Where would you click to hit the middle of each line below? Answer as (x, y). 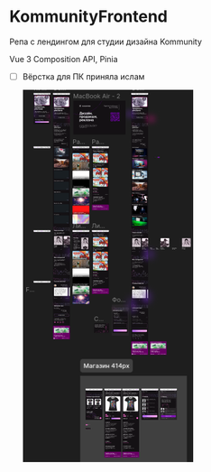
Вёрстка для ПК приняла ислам (83, 76)
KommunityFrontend (89, 17)
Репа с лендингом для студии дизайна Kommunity (106, 42)
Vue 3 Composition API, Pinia (64, 59)
